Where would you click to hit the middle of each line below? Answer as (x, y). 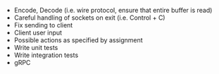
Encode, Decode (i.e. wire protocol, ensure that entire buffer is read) (113, 10)
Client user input (38, 32)
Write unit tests (36, 48)
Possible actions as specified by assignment (78, 40)
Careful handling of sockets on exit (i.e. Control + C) (89, 18)
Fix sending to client (43, 25)
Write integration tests (46, 55)
